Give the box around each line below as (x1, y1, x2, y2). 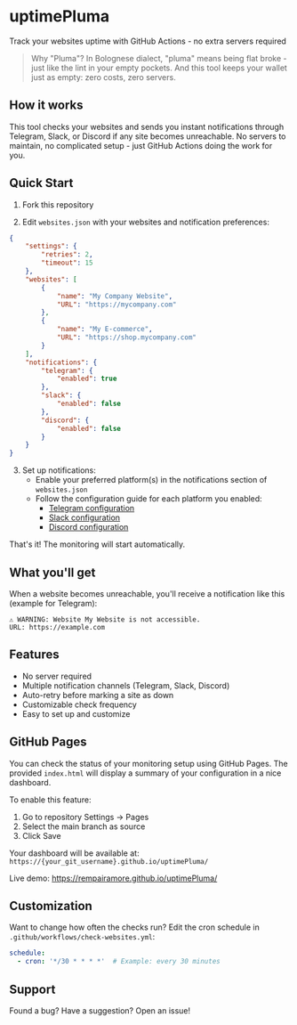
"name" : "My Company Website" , (56, 291, 173, 300)
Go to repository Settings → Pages (21, 811, 149, 822)
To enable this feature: (9, 794, 92, 805)
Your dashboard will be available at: (9, 848, 140, 858)
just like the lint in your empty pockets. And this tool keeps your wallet (30, 62, 287, 73)
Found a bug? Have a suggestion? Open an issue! (9, 1005, 191, 1016)
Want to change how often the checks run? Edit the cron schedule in (9, 922, 260, 932)
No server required (21, 671, 92, 681)
